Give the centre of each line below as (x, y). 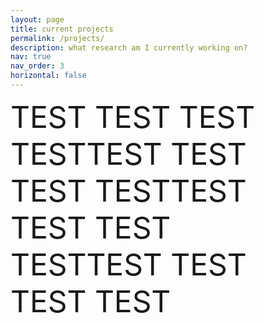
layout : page (37, 19)
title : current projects (62, 29)
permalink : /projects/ (57, 38)
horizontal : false (48, 76)
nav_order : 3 (37, 66)
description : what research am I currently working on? (129, 47)
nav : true (31, 57)
